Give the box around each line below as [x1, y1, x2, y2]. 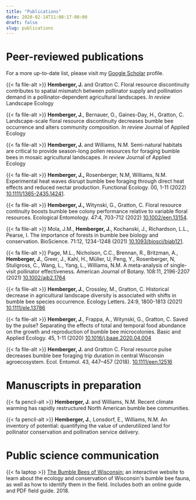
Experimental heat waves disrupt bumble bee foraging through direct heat [6, 177, 184, 185]
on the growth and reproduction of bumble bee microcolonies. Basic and [6, 328, 181, 335]
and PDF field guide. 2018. [6, 487, 70, 494]
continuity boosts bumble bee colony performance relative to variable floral [6, 208, 188, 215]
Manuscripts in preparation [6, 379, 142, 392]
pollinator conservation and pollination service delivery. [6, 428, 140, 435]
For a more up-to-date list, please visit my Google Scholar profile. [6, 70, 164, 77]
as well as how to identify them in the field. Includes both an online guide [6, 481, 182, 488]
